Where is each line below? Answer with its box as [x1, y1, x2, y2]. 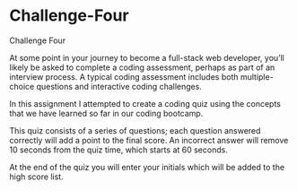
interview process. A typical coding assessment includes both [9, 71, 240, 82]
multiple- [240, 71, 274, 82]
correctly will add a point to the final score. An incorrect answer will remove [9, 135, 289, 145]
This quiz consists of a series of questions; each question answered [9, 125, 261, 135]
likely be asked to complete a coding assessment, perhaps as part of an [9, 62, 275, 73]
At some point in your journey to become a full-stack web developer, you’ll [9, 52, 284, 63]
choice [9, 81, 35, 91]
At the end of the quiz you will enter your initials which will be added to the [9, 161, 285, 172]
